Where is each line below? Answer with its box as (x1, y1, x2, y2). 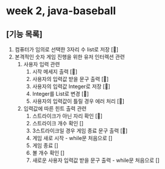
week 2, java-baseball (6, 4, 116, 18)
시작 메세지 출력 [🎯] (32, 68, 78, 75)
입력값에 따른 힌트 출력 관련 (23, 105, 87, 112)
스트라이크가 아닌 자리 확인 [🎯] (32, 112, 103, 119)
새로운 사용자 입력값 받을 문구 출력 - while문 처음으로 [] (32, 157, 160, 164)
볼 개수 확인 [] (32, 149, 65, 156)
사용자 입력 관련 (23, 61, 60, 67)
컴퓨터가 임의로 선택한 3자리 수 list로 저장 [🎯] (14, 46, 119, 53)
